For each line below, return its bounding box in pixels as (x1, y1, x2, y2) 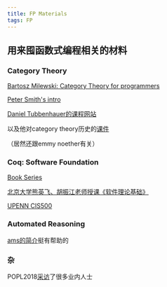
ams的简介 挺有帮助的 (7, 236, 69, 244)
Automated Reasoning (7, 219, 86, 229)
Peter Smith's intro (7, 95, 61, 104)
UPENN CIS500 (7, 202, 53, 210)
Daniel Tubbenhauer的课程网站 (7, 110, 97, 118)
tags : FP (7, 17, 33, 24)
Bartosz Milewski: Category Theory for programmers (7, 82, 160, 90)
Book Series (7, 173, 43, 182)
